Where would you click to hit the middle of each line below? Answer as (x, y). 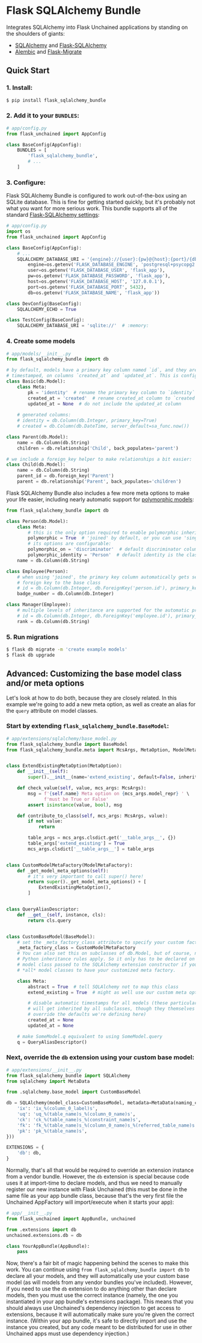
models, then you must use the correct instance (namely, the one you (92, 1295)
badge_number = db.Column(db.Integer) (66, 594)
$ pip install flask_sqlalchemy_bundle (56, 100)
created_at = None (51, 1020)
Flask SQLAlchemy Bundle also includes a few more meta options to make (98, 493)
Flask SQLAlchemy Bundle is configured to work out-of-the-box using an (96, 196)
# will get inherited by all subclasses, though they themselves (112, 1009)
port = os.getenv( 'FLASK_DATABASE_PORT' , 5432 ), (87, 287)
